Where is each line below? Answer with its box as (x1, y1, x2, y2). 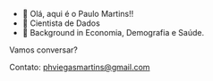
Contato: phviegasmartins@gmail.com (9, 62, 150, 72)
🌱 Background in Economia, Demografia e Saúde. (21, 28, 204, 37)
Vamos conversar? (9, 45, 78, 55)
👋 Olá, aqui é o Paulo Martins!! (21, 9, 134, 19)
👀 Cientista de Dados (21, 18, 100, 28)
